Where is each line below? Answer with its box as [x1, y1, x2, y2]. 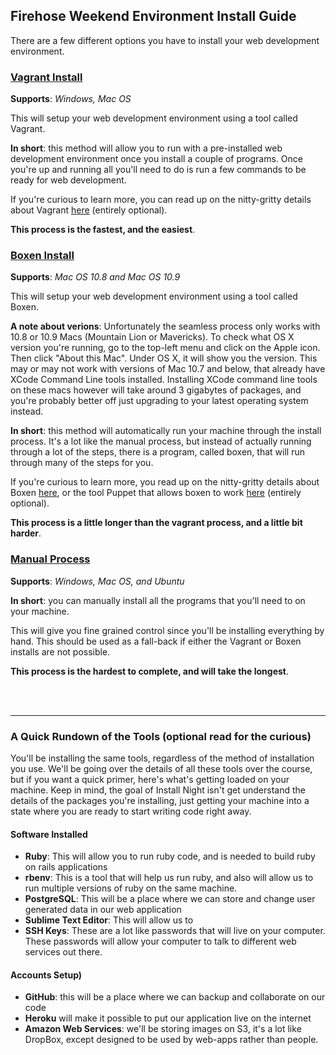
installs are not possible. [10, 645, 111, 658]
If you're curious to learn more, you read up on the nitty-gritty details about [10, 476, 320, 488]
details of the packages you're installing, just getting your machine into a [10, 795, 310, 806]
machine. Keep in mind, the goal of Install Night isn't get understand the [10, 784, 306, 796]
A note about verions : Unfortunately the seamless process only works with [10, 320, 321, 333]
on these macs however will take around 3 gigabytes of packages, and [10, 384, 302, 396]
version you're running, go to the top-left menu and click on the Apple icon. [10, 342, 321, 354]
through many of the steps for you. [10, 457, 154, 469]
